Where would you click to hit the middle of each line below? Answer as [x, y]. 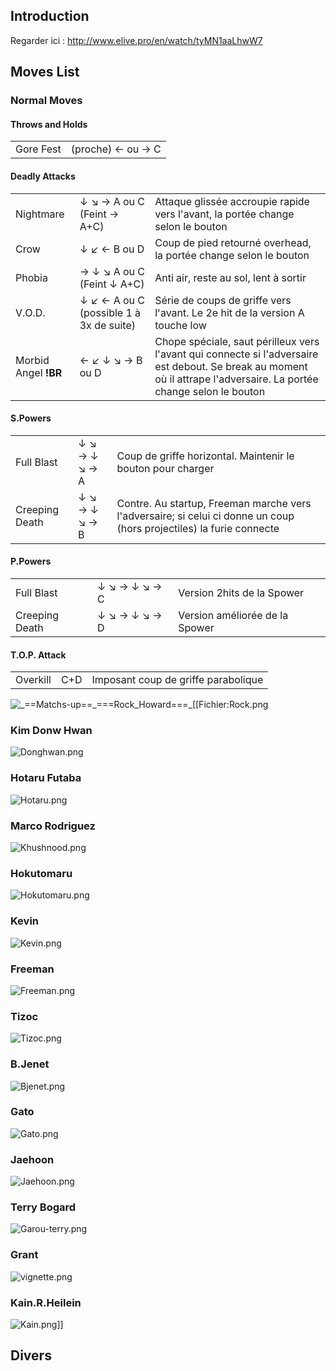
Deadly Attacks [43, 176]
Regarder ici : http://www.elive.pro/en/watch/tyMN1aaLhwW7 [136, 40]
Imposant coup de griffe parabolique [177, 680]
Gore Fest [38, 149]
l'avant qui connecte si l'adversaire [236, 354]
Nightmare [40, 214]
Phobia [31, 277]
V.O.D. [30, 312]
